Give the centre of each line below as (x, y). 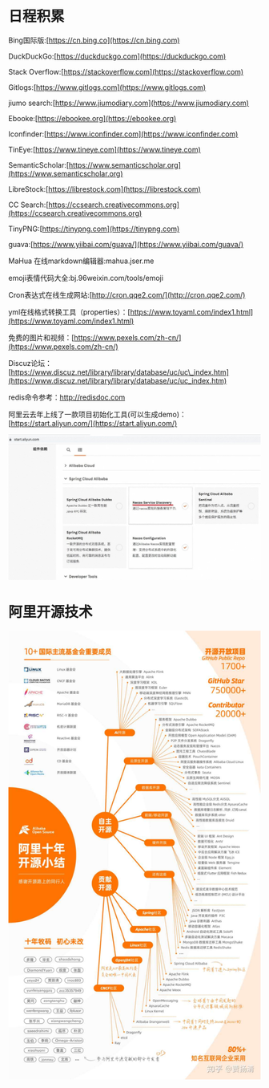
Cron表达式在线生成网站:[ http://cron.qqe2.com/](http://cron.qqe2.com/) (127, 294)
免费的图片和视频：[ (41, 337)
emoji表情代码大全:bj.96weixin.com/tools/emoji (86, 278)
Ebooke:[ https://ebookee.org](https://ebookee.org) (92, 118)
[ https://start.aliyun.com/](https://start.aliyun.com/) (93, 423)
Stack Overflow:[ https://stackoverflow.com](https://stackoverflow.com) (126, 71)
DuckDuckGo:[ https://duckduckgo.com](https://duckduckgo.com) (117, 56)
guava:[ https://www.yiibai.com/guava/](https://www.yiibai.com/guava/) (126, 244)
